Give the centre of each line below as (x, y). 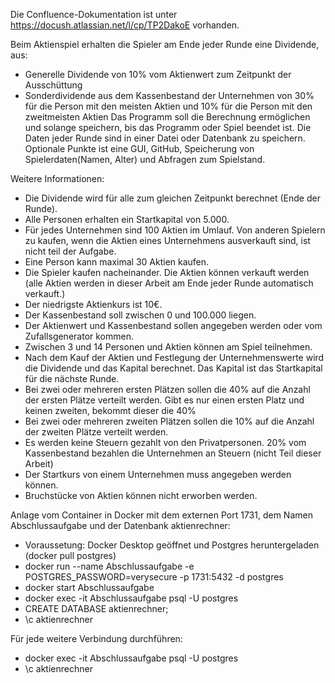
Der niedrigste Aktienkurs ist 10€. (93, 304)
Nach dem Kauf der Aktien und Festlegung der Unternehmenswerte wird (174, 357)
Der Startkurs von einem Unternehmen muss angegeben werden (158, 474)
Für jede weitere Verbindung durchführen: (96, 638)
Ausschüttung (53, 85)
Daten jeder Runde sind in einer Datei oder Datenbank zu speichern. (165, 138)
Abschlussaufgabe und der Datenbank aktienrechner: (120, 525)
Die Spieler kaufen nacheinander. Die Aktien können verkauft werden (167, 272)
